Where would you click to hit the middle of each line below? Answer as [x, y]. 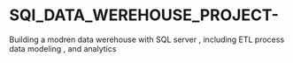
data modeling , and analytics [63, 48]
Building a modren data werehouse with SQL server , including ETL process [147, 39]
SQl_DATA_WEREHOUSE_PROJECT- [144, 15]
